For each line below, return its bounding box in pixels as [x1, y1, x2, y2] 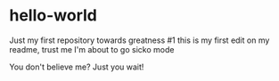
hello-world [9, 5, 98, 26]
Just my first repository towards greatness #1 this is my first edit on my [9, 35, 270, 45]
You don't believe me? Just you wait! [9, 61, 144, 72]
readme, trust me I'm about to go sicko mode [9, 44, 175, 54]
